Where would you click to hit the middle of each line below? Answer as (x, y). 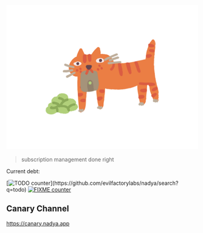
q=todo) (16, 189)
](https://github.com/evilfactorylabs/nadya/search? (115, 183)
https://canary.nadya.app (38, 223)
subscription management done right (67, 159)
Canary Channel (38, 209)
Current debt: (23, 171)
